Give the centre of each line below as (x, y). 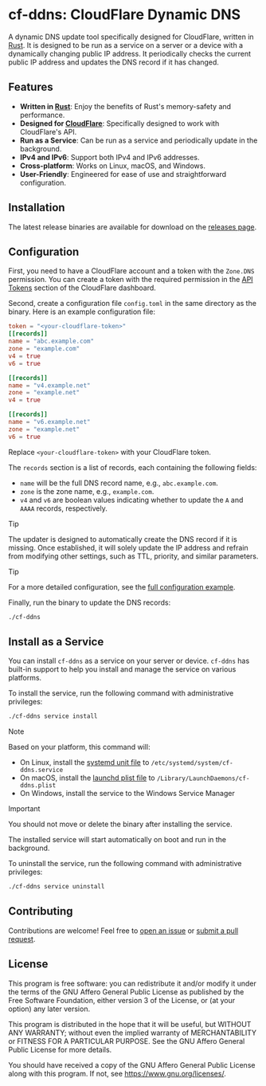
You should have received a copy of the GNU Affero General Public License (132, 1064)
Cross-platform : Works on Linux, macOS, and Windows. (112, 166)
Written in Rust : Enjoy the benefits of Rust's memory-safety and (125, 106)
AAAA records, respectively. (63, 508)
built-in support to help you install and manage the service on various (122, 669)
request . (22, 939)
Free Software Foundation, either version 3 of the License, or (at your (122, 1000)
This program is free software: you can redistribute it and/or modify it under (132, 983)
